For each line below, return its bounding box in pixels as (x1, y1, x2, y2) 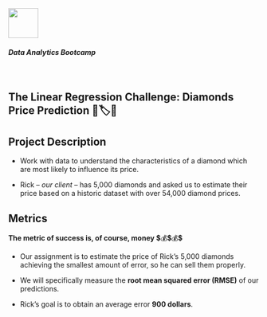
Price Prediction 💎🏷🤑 (8, 104, 118, 118)
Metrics (8, 211, 48, 225)
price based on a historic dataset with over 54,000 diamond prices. (19, 189, 241, 198)
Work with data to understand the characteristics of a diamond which (19, 156, 248, 166)
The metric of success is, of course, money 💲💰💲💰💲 (8, 233, 183, 242)
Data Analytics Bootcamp (8, 47, 96, 57)
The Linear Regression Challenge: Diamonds (8, 91, 234, 104)
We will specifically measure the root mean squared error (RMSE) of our (19, 275, 259, 285)
